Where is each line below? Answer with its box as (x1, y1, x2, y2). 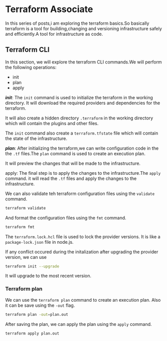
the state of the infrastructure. (5, 135, 68, 142)
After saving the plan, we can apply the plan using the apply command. (5, 321, 152, 327)
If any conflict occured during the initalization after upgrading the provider (5, 248, 158, 255)
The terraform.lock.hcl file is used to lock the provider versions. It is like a (5, 233, 160, 240)
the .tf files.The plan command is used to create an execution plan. (5, 150, 145, 157)
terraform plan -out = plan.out (5, 312, 69, 317)
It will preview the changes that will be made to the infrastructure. (5, 160, 141, 166)
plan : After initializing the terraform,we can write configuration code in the (5, 145, 159, 151)
